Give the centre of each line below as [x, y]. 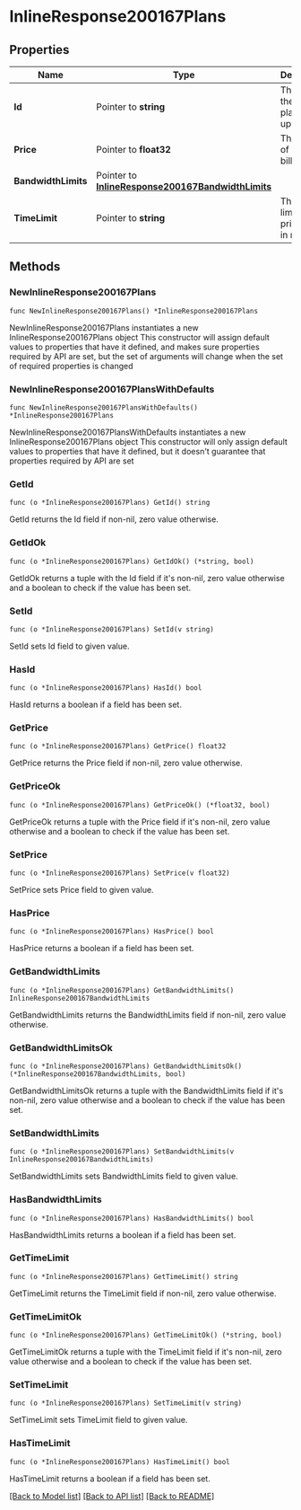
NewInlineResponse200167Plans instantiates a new [104, 327]
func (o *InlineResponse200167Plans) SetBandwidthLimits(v [122, 1152]
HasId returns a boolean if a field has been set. [95, 705]
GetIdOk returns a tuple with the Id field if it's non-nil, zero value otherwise [147, 578]
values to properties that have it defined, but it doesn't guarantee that [138, 451]
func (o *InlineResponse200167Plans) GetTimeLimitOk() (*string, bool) [146, 1336]
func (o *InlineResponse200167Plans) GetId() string [110, 503]
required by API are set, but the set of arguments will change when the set [146, 356]
